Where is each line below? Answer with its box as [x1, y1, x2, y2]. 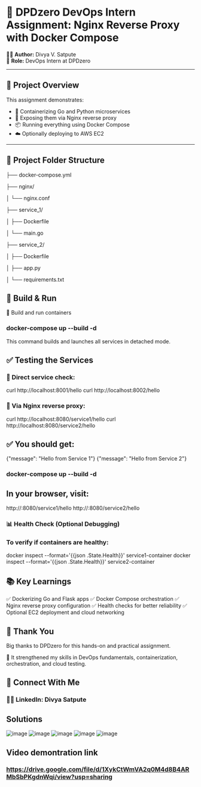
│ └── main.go [6, 229, 44, 237]
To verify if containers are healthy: [6, 538, 109, 547]
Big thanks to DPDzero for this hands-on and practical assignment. [6, 642, 171, 650]
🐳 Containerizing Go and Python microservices [14, 107, 130, 115]
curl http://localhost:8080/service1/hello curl [6, 415, 116, 423]
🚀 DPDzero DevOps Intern [6, 5, 136, 19]
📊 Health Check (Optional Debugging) [6, 520, 120, 528]
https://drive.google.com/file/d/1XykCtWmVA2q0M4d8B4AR [6, 765, 190, 774]
